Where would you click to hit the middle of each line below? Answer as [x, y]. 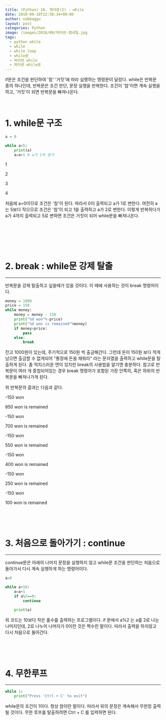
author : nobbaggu [23, 19]
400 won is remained [27, 465]
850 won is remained [26, 407]
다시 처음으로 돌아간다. [27, 633]
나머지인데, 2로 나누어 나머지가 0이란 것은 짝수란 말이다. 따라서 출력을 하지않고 [81, 626]
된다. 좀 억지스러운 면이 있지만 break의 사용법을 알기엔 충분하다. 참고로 [86, 365]
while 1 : [14, 692]
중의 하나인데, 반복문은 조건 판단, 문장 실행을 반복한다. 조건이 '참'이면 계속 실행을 [83, 86]
